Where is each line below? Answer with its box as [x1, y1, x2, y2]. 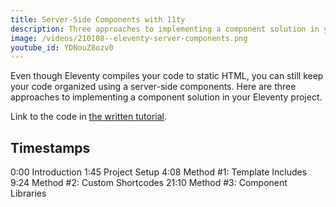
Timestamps [10, 139, 91, 156]
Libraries [10, 187, 47, 200]
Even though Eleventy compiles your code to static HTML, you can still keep [10, 70, 324, 82]
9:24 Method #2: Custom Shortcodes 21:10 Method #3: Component [10, 177, 288, 189]
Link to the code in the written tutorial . [10, 111, 168, 123]
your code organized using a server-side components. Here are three [10, 81, 297, 93]
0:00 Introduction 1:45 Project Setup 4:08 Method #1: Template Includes [10, 166, 308, 178]
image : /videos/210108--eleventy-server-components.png [10, 33, 248, 43]
